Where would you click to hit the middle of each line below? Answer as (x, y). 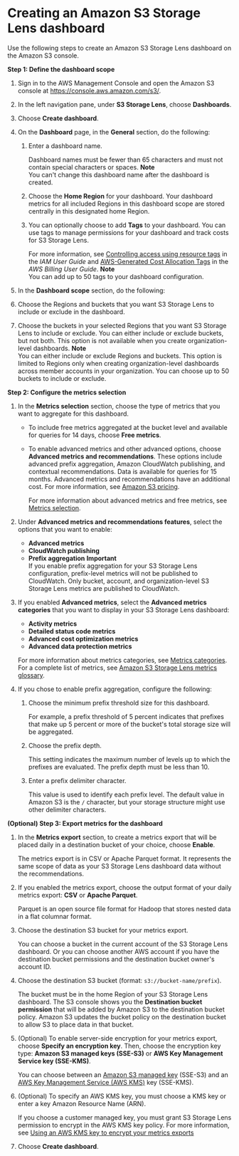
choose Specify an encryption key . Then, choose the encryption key (119, 1046)
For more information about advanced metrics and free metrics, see (128, 500)
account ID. (34, 967)
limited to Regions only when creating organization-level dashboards (118, 363)
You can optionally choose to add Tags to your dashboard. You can (127, 225)
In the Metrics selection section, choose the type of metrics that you (119, 406)
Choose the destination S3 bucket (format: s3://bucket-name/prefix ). (119, 980)
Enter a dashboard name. (65, 146)
